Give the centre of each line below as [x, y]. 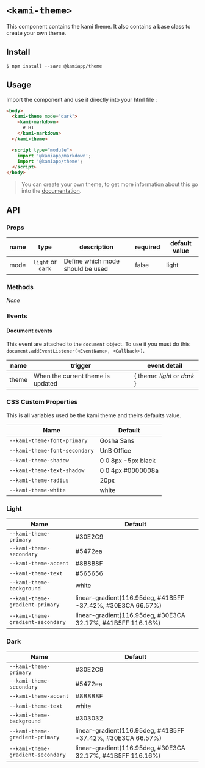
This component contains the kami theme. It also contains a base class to [99, 26]
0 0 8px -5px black [128, 461]
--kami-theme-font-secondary [52, 450]
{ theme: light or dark [164, 376]
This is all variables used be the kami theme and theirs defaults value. [94, 415]
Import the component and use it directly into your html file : [82, 99]
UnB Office [115, 450]
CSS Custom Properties [42, 402]
